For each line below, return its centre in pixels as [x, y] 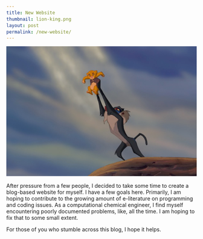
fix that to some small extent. [42, 217]
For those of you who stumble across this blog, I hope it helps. [84, 229]
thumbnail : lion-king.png [39, 19]
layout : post [23, 25]
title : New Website [31, 13]
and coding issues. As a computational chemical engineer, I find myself [95, 205]
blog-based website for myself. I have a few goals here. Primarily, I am [94, 192]
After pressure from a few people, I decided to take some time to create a [98, 185]
